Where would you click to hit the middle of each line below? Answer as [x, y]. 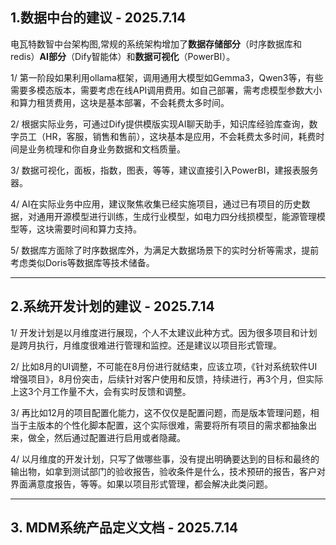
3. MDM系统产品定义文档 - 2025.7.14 [124, 528]
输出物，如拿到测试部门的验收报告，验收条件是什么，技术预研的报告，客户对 [168, 471]
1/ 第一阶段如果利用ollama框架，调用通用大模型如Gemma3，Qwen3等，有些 [167, 77]
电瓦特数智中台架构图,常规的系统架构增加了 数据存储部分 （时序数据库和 [156, 44]
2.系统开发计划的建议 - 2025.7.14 [112, 306]
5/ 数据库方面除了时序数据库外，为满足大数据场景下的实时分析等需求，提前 [165, 250]
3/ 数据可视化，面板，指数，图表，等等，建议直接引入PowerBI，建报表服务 [164, 170]
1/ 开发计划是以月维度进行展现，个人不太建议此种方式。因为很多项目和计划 [164, 332]
